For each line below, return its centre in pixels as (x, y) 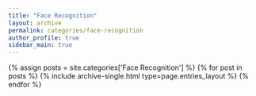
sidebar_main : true (40, 45)
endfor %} (25, 85)
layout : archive (35, 23)
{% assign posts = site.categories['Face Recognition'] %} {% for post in (126, 67)
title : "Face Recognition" (53, 15)
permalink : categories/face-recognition (76, 30)
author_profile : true (44, 38)
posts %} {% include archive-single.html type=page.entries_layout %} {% (129, 76)
